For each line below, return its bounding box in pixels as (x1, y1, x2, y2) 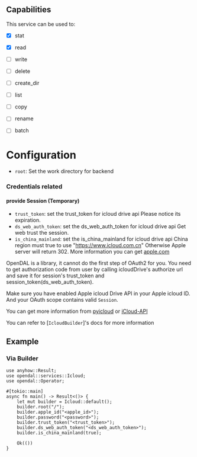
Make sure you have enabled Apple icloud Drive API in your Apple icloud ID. (6, 290, 190, 297)
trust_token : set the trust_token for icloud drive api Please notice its (14, 210, 181, 218)
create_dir (14, 79, 40, 87)
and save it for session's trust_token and (6, 272, 105, 279)
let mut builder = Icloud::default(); (17, 399, 112, 405)
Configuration (6, 148, 77, 162)
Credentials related (6, 183, 63, 191)
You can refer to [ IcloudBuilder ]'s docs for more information (6, 319, 154, 327)
